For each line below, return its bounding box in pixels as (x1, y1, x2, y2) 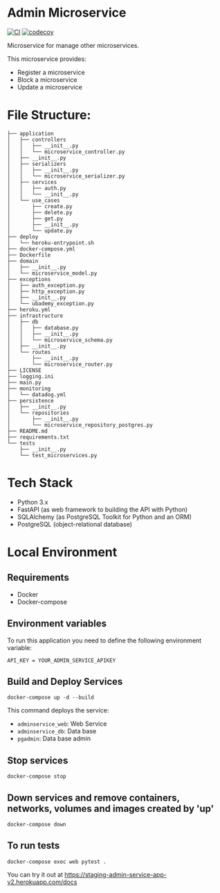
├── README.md (7, 427, 48, 434)
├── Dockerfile (7, 251, 51, 258)
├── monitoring (7, 385, 51, 392)
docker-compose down (7, 821, 67, 828)
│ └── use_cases (7, 196, 60, 204)
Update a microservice (17, 83, 83, 91)
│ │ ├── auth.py (7, 185, 67, 192)
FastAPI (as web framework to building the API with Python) (17, 505, 188, 513)
